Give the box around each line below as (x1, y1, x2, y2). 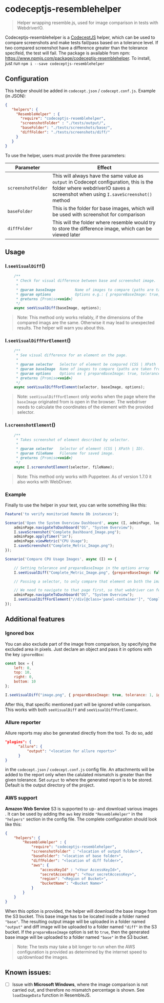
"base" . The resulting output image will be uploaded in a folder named (5, 919, 145, 924)
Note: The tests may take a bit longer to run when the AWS (17, 944, 135, 950)
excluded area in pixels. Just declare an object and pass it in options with (5, 646, 152, 652)
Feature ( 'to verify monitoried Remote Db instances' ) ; (5, 511, 119, 516)
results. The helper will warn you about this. (17, 325, 105, 331)
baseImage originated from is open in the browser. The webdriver (17, 399, 146, 405)
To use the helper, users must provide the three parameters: (5, 152, 126, 158)
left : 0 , (14, 665, 32, 670)
